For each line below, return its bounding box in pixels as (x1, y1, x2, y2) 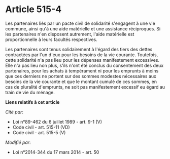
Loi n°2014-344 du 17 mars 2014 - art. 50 (12, 149, 99, 155)
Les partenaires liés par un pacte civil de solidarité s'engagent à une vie (5, 20, 156, 26)
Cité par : (5, 109, 24, 115)
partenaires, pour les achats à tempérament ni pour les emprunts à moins (5, 67, 159, 74)
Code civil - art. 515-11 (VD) (12, 124, 70, 130)
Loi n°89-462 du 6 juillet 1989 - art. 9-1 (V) (12, 118, 103, 125)
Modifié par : (5, 139, 31, 145)
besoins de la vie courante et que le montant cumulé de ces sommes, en (5, 78, 157, 85)
